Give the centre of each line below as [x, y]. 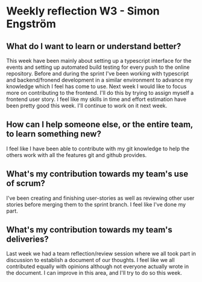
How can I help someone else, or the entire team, [99, 125]
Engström [31, 24]
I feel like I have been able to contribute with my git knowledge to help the [98, 149]
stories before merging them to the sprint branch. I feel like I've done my [96, 204]
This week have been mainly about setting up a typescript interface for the [99, 61]
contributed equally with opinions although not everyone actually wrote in [97, 266]
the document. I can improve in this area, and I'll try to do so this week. [94, 273]
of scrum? [26, 183]
